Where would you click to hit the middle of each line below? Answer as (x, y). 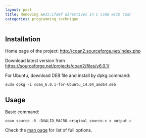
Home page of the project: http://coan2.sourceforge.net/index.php (73, 51)
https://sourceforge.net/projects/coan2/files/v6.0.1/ (57, 66)
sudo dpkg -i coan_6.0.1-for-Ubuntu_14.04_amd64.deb (61, 85)
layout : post (19, 10)
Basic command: (22, 112)
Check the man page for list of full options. (49, 130)
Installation (23, 39)
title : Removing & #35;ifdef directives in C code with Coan (69, 14)
